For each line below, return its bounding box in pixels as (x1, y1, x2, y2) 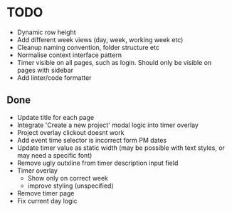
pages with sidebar (16, 66, 74, 74)
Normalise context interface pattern (16, 51, 122, 59)
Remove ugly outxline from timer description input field (16, 158, 179, 167)
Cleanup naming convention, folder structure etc (16, 43, 159, 51)
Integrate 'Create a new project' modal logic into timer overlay (16, 121, 199, 129)
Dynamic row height (16, 28, 76, 36)
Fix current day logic (16, 196, 78, 205)
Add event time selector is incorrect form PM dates (16, 136, 167, 144)
